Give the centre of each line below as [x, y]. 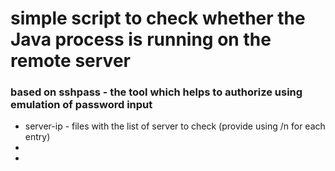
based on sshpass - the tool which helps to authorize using [156, 92]
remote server [70, 61]
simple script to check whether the [158, 18]
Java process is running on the [141, 39]
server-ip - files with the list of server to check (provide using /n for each [175, 126]
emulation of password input [81, 105]
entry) [37, 137]
